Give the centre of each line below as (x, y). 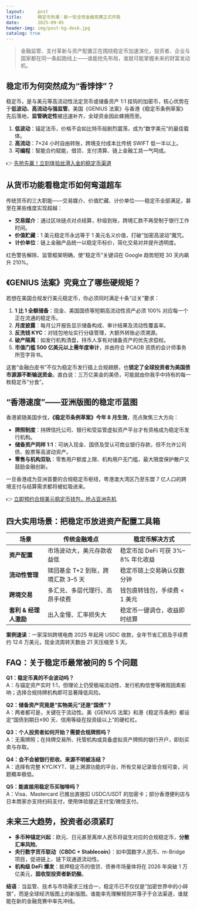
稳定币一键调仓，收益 (150, 610)
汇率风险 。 (28, 844)
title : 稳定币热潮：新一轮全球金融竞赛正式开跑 (63, 17)
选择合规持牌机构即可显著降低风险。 (60, 693)
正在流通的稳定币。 (38, 318)
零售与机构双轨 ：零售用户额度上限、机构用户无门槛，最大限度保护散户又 (102, 459)
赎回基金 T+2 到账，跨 (78, 570)
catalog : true (23, 34)
